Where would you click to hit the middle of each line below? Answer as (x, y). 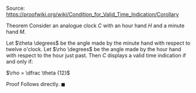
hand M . (16, 32)
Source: (16, 8)
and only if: (20, 62)
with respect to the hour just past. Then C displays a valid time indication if (96, 56)
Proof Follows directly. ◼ (36, 84)
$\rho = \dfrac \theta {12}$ (38, 73)
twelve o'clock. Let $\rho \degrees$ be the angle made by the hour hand (94, 49)
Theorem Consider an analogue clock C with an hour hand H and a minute (95, 26)
